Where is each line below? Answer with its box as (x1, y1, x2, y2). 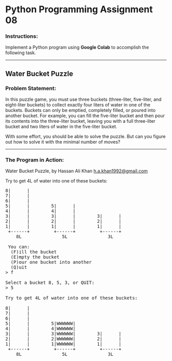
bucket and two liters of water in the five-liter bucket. (5, 124, 118, 130)
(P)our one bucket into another (10, 259, 92, 265)
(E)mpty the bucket (10, 254, 60, 260)
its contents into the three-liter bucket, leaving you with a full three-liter (5, 118, 156, 124)
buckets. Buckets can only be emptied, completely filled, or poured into (5, 107, 156, 114)
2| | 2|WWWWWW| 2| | (5, 336, 122, 342)
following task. (5, 50, 36, 56)
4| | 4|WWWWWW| (5, 326, 76, 332)
